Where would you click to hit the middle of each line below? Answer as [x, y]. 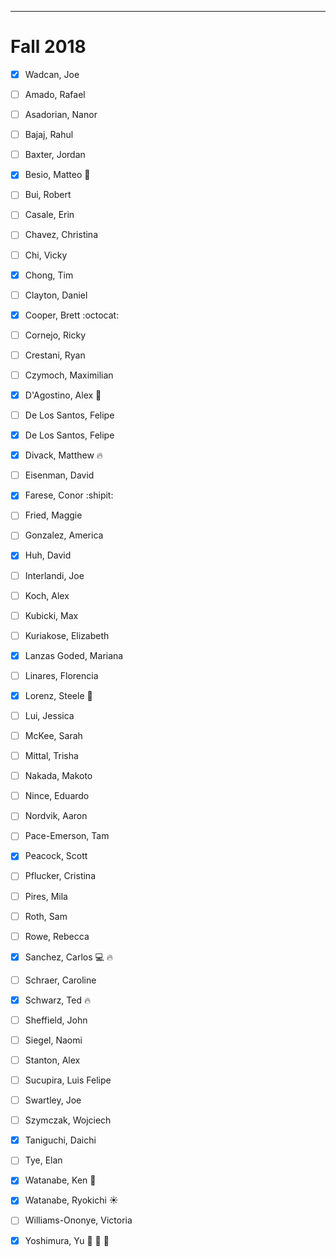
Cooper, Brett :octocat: [72, 315]
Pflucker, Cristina [60, 876]
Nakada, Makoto [58, 776]
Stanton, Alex [52, 1060]
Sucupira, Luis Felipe [68, 1080]
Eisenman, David [59, 475]
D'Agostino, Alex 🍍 [63, 395]
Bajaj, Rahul [49, 135]
